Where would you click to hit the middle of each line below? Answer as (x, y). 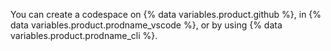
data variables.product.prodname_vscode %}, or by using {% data (146, 25)
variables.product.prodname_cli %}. (84, 35)
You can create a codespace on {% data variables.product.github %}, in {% (166, 14)
